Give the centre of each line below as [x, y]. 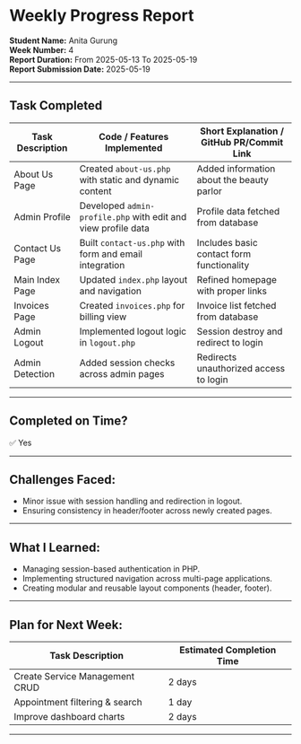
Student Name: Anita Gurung [64, 40]
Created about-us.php [125, 169]
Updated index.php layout [133, 279]
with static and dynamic [129, 179]
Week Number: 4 [42, 49]
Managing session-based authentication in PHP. [111, 569]
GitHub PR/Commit [242, 142]
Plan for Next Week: [66, 625]
